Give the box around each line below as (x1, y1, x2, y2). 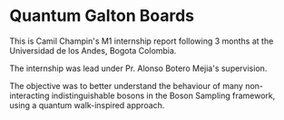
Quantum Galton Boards (9, 5, 195, 26)
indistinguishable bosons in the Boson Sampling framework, (51, 90, 276, 101)
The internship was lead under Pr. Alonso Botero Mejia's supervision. (9, 63, 268, 74)
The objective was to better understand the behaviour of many (9, 80, 243, 91)
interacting (9, 90, 50, 101)
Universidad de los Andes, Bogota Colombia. (9, 45, 177, 55)
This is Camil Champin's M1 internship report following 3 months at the (9, 35, 274, 46)
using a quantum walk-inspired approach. (9, 99, 165, 110)
